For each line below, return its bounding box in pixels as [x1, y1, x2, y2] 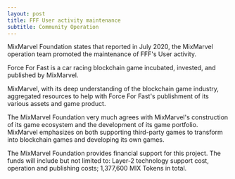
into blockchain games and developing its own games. [7, 135, 165, 144]
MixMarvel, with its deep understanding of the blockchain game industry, [7, 85, 220, 93]
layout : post [7, 10, 46, 18]
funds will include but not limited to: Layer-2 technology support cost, [7, 157, 209, 165]
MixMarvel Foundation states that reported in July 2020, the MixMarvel [7, 43, 213, 51]
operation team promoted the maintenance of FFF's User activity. [7, 50, 197, 58]
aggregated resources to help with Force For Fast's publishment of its [7, 92, 210, 100]
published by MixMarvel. [7, 71, 79, 79]
